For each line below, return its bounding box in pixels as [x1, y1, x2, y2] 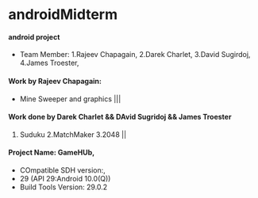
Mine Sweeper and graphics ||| [19, 93, 121, 104]
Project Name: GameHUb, [8, 148, 95, 158]
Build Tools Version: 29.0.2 [19, 182, 108, 192]
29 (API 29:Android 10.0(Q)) [19, 174, 111, 183]
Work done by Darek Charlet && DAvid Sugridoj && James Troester [8, 112, 232, 122]
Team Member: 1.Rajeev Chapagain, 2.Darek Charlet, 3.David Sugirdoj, [19, 50, 251, 59]
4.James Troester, [19, 58, 79, 68]
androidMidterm [8, 6, 118, 24]
